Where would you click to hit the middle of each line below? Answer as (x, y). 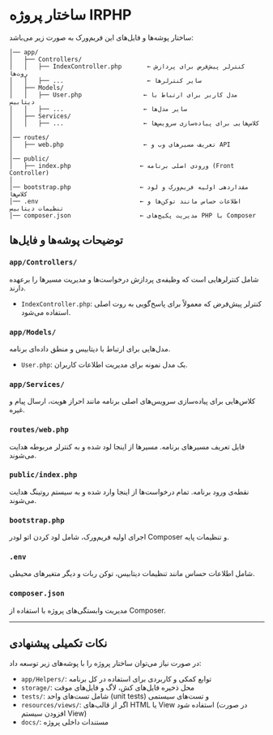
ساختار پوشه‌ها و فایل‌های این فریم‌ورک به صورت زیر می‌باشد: (101, 37)
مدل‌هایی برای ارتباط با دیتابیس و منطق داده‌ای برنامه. (90, 348)
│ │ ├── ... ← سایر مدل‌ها (98, 109)
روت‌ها (18, 73)
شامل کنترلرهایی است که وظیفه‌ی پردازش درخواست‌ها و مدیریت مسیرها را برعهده (134, 279)
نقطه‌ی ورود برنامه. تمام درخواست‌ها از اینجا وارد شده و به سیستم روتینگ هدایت (129, 492)
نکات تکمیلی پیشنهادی (58, 644)
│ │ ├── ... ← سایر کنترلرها (105, 80)
